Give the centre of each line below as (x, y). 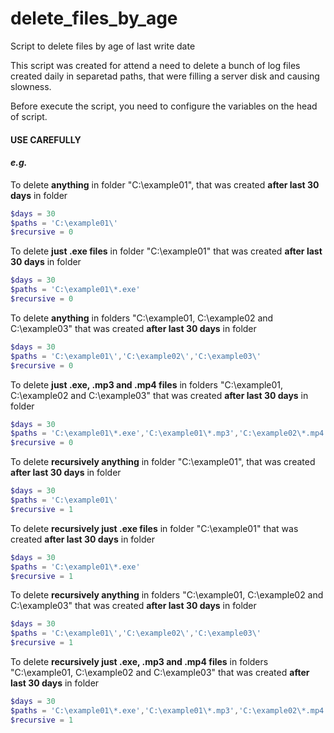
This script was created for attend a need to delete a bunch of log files (155, 65)
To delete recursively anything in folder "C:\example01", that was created (163, 462)
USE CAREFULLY (46, 139)
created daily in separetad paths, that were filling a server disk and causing (165, 76)
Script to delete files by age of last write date (103, 46)
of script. (29, 116)
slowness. (31, 86)
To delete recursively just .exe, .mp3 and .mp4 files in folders (139, 662)
